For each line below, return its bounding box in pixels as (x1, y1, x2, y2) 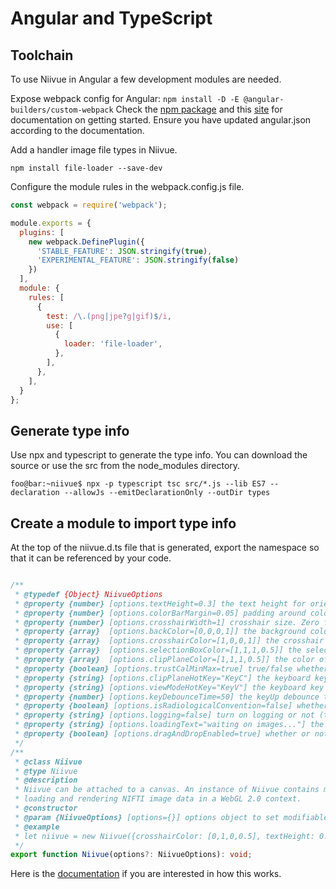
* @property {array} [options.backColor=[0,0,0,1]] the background (14, 627, 307, 637)
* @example (14, 822, 60, 832)
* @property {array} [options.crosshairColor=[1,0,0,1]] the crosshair (14, 636, 325, 646)
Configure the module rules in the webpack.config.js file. (10, 181, 245, 192)
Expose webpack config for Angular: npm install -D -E (10, 93, 240, 104)
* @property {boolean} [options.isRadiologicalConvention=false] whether (14, 701, 329, 711)
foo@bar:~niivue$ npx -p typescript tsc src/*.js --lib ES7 (10, 479, 267, 489)
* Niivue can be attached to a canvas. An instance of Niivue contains (14, 785, 320, 795)
